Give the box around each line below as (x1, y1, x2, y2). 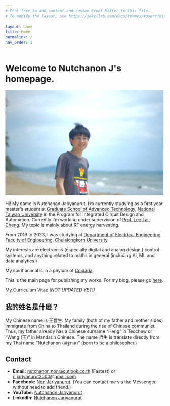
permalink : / (5, 35, 33, 40)
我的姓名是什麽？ (5, 303, 59, 312)
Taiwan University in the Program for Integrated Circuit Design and (5, 211, 144, 217)
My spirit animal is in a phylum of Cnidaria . (5, 267, 94, 273)
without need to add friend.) (12, 384, 71, 390)
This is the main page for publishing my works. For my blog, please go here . (5, 277, 163, 283)
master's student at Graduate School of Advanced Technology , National (5, 206, 155, 212)
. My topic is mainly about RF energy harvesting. (19, 222, 120, 228)
